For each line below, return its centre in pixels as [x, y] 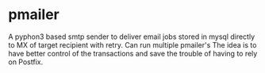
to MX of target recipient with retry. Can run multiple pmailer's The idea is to [132, 44]
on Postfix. [26, 62]
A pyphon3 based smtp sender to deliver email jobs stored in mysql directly [132, 36]
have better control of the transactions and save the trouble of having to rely [133, 53]
